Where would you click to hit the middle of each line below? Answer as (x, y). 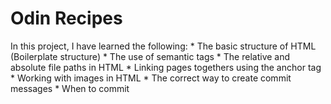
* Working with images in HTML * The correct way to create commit (151, 78)
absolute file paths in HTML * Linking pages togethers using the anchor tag (166, 67)
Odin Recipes (66, 18)
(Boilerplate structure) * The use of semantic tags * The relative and (150, 56)
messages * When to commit (70, 88)
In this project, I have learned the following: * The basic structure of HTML (163, 46)
